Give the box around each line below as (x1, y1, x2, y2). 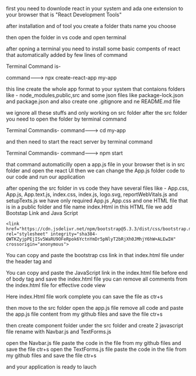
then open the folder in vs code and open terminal (6, 34, 127, 40)
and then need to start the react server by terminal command (6, 138, 153, 145)
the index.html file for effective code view (6, 282, 106, 289)
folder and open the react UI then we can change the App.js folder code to (6, 167, 185, 174)
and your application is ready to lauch (6, 363, 97, 370)
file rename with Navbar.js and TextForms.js (6, 328, 112, 335)
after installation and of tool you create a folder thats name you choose (6, 23, 176, 29)
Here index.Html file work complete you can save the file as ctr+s (6, 293, 163, 300)
